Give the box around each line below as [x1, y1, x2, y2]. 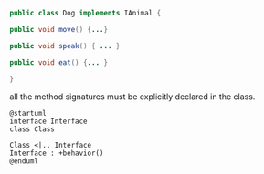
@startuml [9, 109, 48, 118]
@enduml [9, 157, 39, 166]
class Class [9, 125, 55, 134]
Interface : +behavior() [9, 148, 104, 159]
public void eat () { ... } [9, 57, 108, 67]
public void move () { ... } [9, 25, 108, 34]
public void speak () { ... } [9, 41, 121, 50]
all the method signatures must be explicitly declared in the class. [9, 91, 256, 102]
